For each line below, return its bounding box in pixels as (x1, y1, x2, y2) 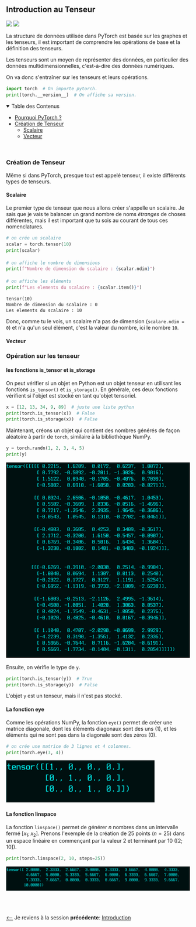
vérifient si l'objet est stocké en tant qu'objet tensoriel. (6, 392, 137, 399)
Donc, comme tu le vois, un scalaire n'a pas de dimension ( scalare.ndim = (6, 317, 185, 324)
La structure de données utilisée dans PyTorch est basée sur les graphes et (6, 32, 188, 39)
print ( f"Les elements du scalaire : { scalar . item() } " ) (6, 285, 142, 290)
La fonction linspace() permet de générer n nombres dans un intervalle (6, 823, 178, 830)
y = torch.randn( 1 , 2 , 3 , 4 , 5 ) (6, 445, 85, 451)
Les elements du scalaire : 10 (6, 307, 82, 313)
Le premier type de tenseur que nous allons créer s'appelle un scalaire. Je (6, 204, 185, 211)
